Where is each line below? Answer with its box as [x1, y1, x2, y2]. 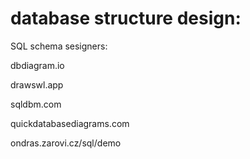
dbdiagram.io [10, 59, 65, 71]
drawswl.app [10, 78, 64, 91]
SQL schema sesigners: [10, 40, 108, 52]
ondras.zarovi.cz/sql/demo [10, 137, 122, 149]
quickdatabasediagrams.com [10, 117, 130, 129]
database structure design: [10, 7, 242, 30]
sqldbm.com [10, 98, 62, 110]
